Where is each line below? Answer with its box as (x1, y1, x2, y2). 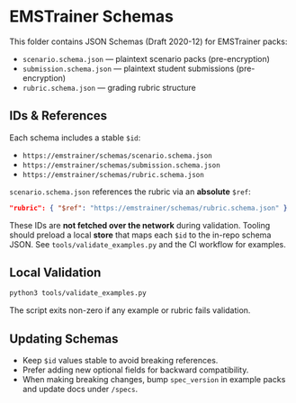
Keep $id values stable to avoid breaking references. (22, 355, 219, 366)
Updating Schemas (9, 331, 119, 346)
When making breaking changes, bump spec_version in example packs (22, 374, 286, 385)
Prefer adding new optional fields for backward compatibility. (22, 364, 249, 375)
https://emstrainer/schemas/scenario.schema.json (22, 151, 213, 160)
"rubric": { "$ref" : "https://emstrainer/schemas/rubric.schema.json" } (9, 203, 288, 212)
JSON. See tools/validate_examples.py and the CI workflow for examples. (9, 238, 286, 249)
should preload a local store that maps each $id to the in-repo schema (9, 229, 272, 240)
